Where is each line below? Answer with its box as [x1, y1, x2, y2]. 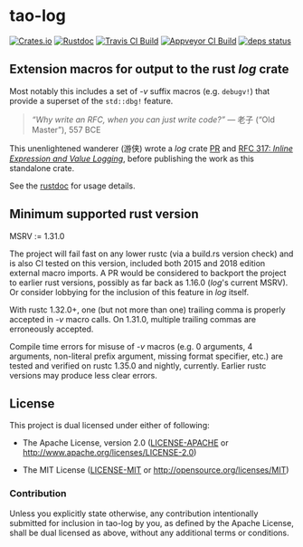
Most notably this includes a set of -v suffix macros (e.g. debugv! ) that [9, 85, 270, 96]
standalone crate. [9, 162, 75, 173]
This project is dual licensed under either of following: [9, 420, 210, 431]
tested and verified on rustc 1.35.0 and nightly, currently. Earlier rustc [9, 360, 267, 371]
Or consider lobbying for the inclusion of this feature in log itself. [9, 286, 250, 297]
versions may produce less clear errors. [9, 369, 158, 380]
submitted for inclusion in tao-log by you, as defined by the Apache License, [9, 517, 294, 528]
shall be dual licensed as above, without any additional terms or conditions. [9, 527, 289, 538]
